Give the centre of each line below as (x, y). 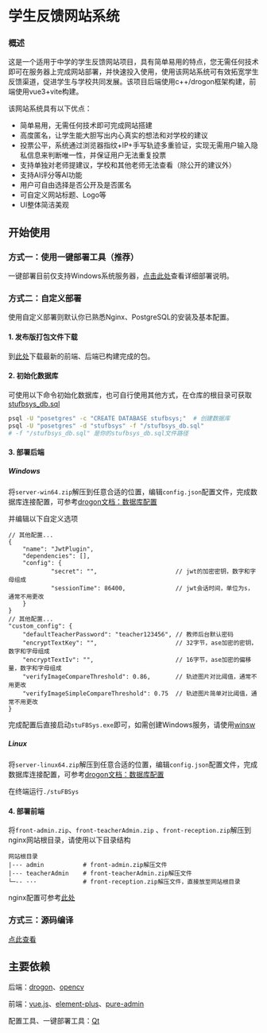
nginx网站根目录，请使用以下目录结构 (70, 840)
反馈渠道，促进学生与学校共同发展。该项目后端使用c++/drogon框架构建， (129, 82)
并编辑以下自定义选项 (43, 519)
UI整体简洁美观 (44, 205)
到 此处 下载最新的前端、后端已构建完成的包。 (81, 356)
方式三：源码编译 (41, 920)
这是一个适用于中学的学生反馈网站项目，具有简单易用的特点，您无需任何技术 (133, 62)
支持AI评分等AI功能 (51, 175)
